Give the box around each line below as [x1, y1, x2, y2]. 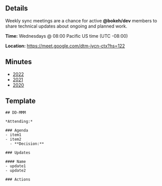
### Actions [5, 177, 30, 182]
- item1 [5, 132, 22, 138]
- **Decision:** [10, 141, 44, 147]
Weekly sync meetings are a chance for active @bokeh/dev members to [5, 17, 157, 23]
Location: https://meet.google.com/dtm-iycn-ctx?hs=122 [5, 43, 125, 49]
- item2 [5, 137, 22, 142]
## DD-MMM [5, 110, 26, 115]
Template [5, 97, 36, 105]
